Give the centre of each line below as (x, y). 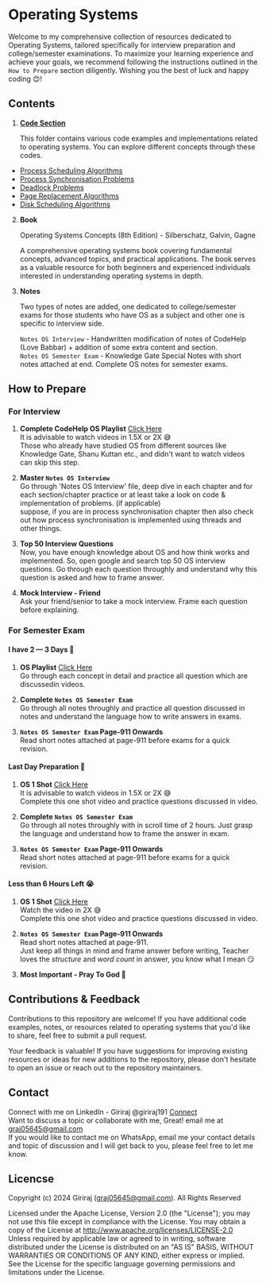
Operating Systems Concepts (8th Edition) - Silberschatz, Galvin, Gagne (138, 235)
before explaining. (49, 610)
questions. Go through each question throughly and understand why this (139, 569)
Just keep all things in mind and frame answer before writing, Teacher (134, 950)
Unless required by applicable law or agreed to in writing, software (117, 1239)
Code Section (42, 123)
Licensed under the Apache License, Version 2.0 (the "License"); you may (129, 1213)
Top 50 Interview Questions (66, 544)
